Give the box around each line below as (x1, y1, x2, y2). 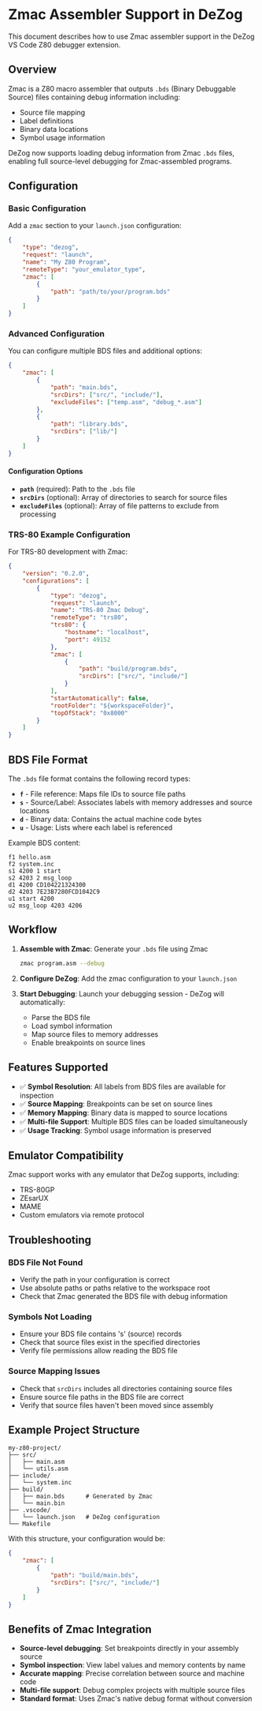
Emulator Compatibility (8, 1149, 124, 1162)
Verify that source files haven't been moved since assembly (19, 1400, 214, 1410)
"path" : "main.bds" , (50, 383, 118, 392)
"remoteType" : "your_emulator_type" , (22, 265, 146, 273)
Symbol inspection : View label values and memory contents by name (19, 1660, 246, 1670)
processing (19, 509, 57, 519)
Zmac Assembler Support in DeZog (8, 6, 243, 24)
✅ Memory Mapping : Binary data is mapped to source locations (19, 1108, 228, 1117)
